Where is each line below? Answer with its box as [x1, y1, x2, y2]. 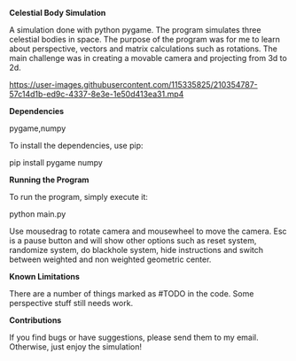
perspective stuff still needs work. [9, 298, 134, 308]
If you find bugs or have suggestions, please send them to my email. [9, 332, 259, 342]
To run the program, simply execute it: [9, 192, 148, 202]
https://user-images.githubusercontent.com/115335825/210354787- [9, 80, 259, 89]
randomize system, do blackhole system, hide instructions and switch [9, 245, 264, 255]
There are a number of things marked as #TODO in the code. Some [9, 288, 254, 299]
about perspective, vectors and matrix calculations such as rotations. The [9, 43, 277, 54]
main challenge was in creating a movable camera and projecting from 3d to [9, 53, 288, 63]
